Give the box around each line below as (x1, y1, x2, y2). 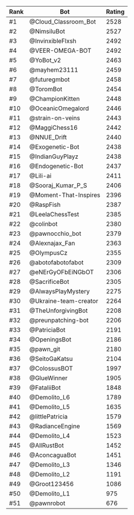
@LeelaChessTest (29, 210, 80, 218)
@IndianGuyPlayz (29, 152, 79, 161)
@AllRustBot (29, 442, 64, 449)
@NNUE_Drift (29, 133, 67, 141)
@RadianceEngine (29, 422, 80, 430)
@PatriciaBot (29, 326, 66, 334)
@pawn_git (29, 345, 61, 353)
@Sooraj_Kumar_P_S (29, 181, 87, 189)
